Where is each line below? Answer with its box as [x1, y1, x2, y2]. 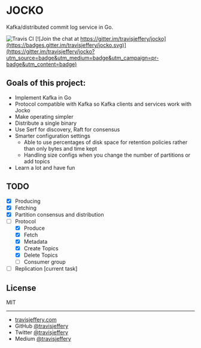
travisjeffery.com [14, 316, 57, 323]
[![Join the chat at [35, 35, 79, 42]
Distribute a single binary [14, 119, 77, 127]
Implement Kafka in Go [14, 94, 72, 101]
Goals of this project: [6, 78, 86, 88]
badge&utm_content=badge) [6, 61, 77, 68]
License [6, 283, 36, 293]
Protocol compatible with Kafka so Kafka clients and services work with [14, 100, 192, 107]
